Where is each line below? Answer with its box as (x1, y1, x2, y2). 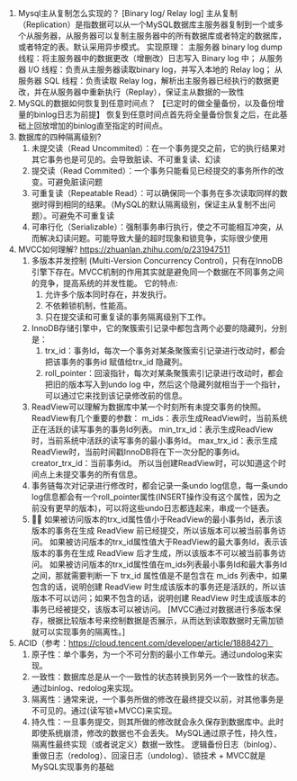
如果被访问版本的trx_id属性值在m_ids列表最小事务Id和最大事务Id (49, 559, 288, 570)
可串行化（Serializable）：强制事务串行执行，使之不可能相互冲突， (31, 221, 276, 232)
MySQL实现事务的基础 (31, 761, 114, 772)
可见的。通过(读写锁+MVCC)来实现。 (39, 705, 177, 715)
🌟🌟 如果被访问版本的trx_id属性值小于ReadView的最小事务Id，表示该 (31, 514, 283, 525)
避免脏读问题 (55, 176, 103, 187)
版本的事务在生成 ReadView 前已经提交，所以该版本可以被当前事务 (31, 525, 279, 535)
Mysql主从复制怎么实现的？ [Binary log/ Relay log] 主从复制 (17, 8, 238, 18)
